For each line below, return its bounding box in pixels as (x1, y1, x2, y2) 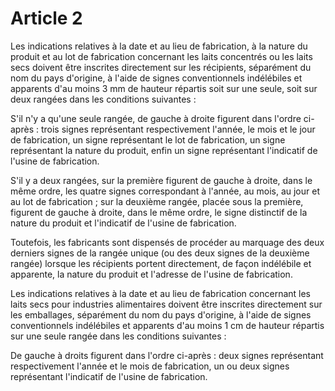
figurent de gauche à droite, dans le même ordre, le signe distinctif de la (10, 206, 308, 218)
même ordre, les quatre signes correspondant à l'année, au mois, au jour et (10, 185, 320, 197)
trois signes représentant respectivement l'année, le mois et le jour (40, 123, 316, 135)
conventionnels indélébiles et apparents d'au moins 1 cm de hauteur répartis (10, 319, 325, 331)
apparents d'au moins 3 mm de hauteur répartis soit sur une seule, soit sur (10, 82, 318, 94)
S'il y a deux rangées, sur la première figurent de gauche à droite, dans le (10, 174, 313, 186)
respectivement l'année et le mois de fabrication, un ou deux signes (10, 360, 290, 372)
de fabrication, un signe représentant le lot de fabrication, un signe (10, 133, 286, 146)
